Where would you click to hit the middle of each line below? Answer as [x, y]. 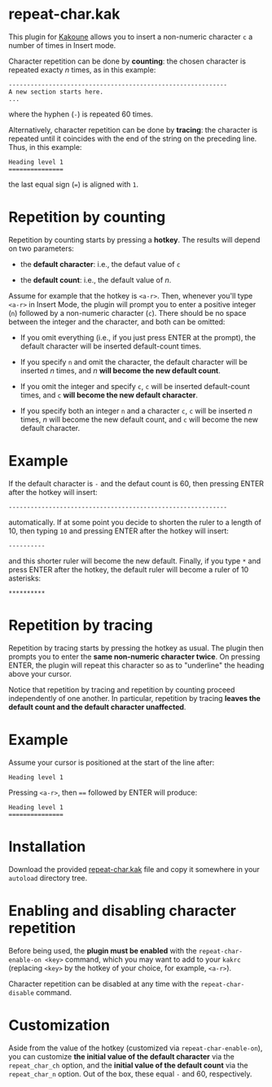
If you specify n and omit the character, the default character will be [134, 362]
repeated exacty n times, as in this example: [82, 69]
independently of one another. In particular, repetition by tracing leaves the [134, 698]
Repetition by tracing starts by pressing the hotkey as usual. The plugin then [136, 647]
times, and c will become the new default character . [109, 395]
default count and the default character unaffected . [97, 707]
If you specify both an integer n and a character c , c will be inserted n [136, 410]
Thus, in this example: [45, 147]
